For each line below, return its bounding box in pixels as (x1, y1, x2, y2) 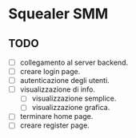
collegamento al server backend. (19, 57, 129, 67)
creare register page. (19, 120, 90, 130)
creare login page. (19, 67, 81, 77)
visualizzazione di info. (19, 85, 96, 94)
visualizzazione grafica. (31, 103, 110, 112)
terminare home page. (19, 112, 94, 121)
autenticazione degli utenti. (19, 76, 110, 85)
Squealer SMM (8, 5, 109, 23)
